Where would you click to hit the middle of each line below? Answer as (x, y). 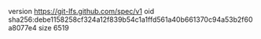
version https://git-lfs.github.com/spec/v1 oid (81, 11)
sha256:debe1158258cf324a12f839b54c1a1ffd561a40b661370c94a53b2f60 (130, 19)
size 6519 (53, 28)
